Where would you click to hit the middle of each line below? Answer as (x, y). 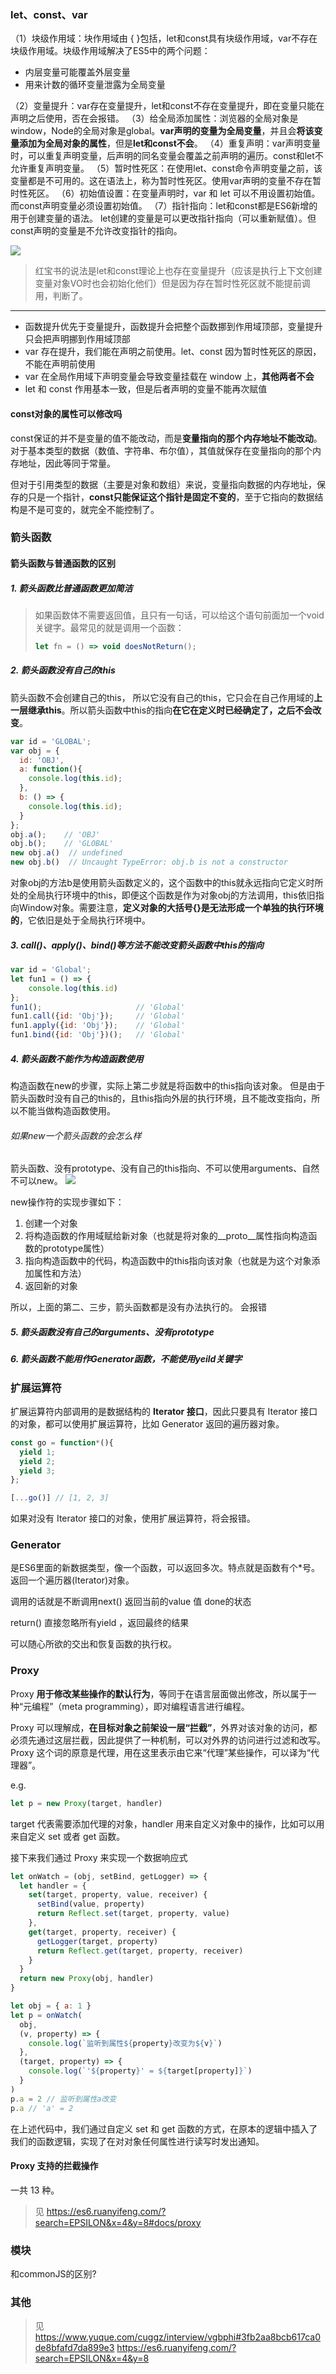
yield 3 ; (37, 1471)
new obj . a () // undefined (66, 853)
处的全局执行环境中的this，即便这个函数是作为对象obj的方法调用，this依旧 (163, 895)
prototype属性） (76, 1248)
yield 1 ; (37, 1452)
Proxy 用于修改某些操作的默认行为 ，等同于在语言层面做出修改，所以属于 (159, 1693)
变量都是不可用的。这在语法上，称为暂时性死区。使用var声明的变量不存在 (161, 181)
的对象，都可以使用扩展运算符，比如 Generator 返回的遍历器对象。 (147, 1423)
